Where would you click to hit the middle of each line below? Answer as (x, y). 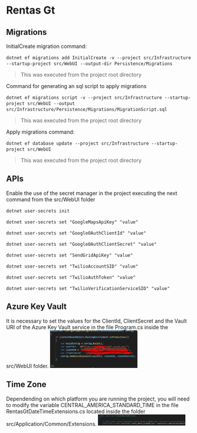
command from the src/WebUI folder (51, 199)
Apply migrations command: (40, 132)
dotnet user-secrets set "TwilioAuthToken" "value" (71, 277)
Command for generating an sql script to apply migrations (76, 86)
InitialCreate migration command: (47, 46)
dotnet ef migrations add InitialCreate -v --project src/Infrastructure (99, 58)
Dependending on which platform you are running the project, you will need (98, 399)
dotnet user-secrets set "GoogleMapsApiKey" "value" (72, 222)
